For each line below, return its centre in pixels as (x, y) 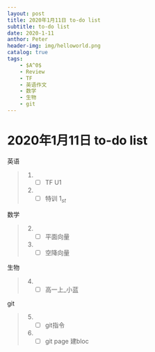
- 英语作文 (33, 85)
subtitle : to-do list (39, 26)
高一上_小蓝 (62, 290)
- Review (32, 72)
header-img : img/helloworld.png (54, 46)
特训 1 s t (55, 199)
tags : (15, 59)
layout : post (26, 14)
